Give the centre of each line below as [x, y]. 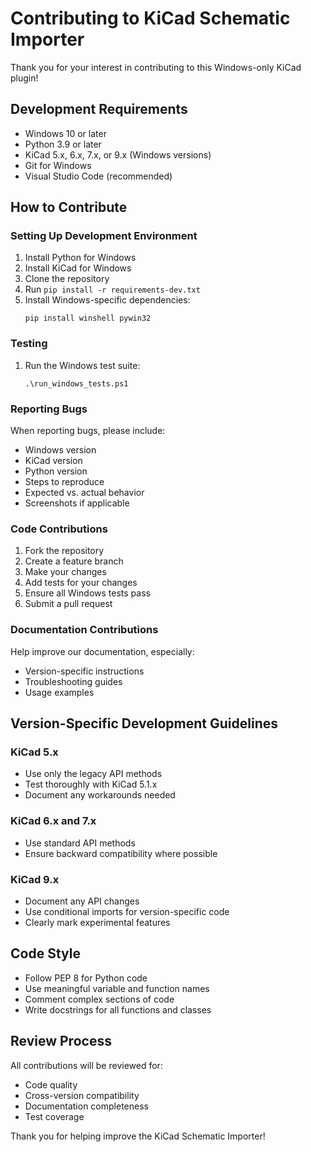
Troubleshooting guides [73, 681]
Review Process [61, 1041]
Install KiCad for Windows [78, 268]
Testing [29, 344]
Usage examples [59, 692]
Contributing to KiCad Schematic [150, 18]
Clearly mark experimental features [97, 922]
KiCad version [53, 461]
